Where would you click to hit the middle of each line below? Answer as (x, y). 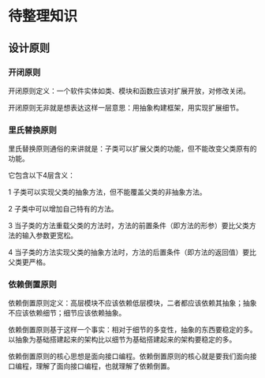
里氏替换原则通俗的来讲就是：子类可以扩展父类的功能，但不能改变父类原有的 (132, 149)
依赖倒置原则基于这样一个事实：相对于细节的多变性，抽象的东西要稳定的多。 (132, 330)
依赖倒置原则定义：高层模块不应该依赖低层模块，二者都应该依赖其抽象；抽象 (132, 303)
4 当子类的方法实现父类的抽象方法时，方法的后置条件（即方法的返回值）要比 (132, 253)
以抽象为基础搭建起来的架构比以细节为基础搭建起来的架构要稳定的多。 (122, 339)
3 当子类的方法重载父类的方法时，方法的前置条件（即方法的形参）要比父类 (129, 226)
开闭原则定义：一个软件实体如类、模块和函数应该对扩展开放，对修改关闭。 (129, 91)
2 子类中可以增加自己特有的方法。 (63, 209)
